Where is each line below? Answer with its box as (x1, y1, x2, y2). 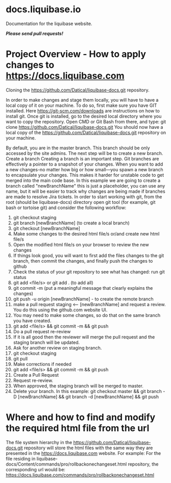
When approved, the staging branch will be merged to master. (13, 382, 143, 389)
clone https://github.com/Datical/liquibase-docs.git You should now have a (6, 124, 163, 130)
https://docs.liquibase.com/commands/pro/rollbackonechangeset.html (6, 472, 155, 478)
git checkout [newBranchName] (13, 225, 81, 231)
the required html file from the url (6, 423, 150, 434)
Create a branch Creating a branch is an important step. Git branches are (6, 155, 160, 162)
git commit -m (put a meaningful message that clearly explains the (13, 285, 153, 291)
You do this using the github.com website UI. (13, 307, 108, 313)
